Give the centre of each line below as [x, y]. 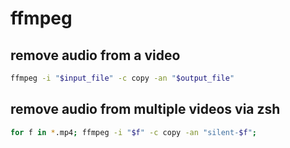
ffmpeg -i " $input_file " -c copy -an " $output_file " [122, 78]
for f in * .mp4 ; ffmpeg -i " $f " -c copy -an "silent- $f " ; [133, 132]
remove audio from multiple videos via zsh [145, 109]
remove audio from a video [95, 55]
